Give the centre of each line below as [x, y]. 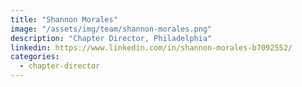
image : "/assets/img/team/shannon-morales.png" [111, 29]
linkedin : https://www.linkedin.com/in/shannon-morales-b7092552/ [151, 47]
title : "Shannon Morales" [64, 19]
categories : [35, 57]
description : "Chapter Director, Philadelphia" [111, 38]
